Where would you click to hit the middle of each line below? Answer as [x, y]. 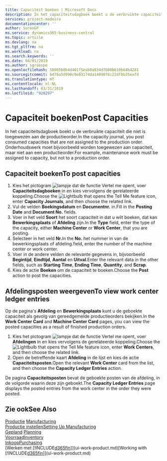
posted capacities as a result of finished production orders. [66, 327]
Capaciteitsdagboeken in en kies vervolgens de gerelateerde [76, 191]
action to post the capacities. [42, 276]
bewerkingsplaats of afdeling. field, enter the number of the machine [82, 244]
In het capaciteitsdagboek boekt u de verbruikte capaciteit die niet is [75, 131]
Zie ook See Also [31, 409]
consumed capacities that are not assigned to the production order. [74, 142]
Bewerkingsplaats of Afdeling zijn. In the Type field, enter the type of [84, 223]
